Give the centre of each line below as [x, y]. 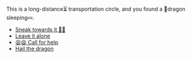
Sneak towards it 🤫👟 [40, 30]
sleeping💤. [20, 18]
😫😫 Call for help [37, 42]
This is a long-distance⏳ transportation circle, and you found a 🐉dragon [96, 9]
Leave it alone [32, 36]
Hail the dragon [34, 48]
